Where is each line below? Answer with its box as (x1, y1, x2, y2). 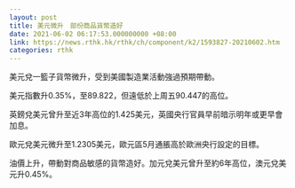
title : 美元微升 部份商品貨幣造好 (9, 21, 124, 30)
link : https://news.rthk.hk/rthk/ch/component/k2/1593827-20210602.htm (9, 37, 280, 47)
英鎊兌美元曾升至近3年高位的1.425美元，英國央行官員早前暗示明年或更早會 (9, 109, 283, 120)
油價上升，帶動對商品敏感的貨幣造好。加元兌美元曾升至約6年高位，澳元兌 (9, 158, 279, 168)
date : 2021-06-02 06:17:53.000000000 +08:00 (9, 29, 177, 38)
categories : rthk (9, 46, 74, 55)
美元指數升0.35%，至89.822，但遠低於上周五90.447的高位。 (9, 90, 234, 101)
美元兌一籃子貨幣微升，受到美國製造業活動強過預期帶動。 (9, 72, 219, 82)
